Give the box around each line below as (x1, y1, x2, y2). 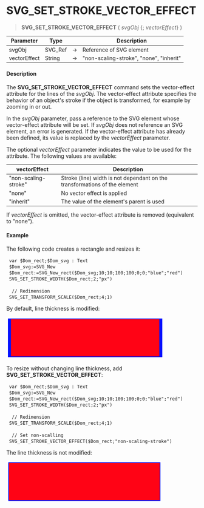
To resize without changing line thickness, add (6, 365, 123, 372)
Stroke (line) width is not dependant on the (61, 174, 168, 182)
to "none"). (6, 218, 34, 225)
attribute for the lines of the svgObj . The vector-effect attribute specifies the (6, 90, 197, 97)
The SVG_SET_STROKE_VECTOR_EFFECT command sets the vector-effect (6, 83, 195, 91)
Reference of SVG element (82, 46, 149, 53)
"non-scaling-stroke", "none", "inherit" (82, 54, 182, 61)
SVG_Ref (44, 46, 67, 53)
